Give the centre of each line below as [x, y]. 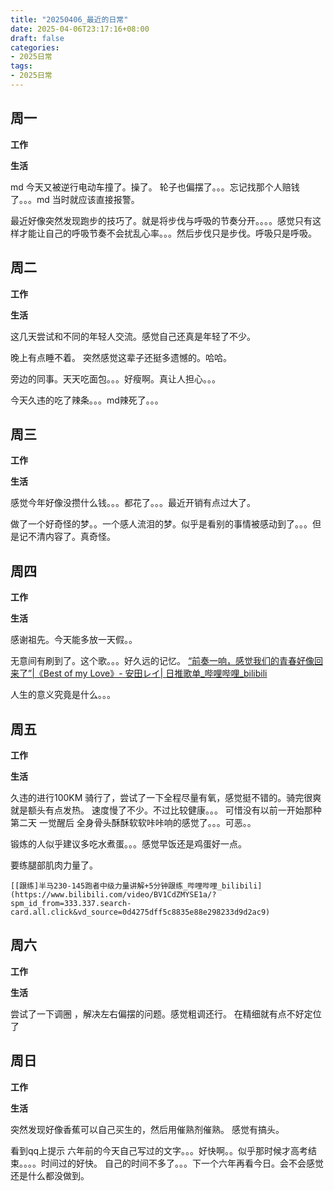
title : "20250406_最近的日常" [69, 19]
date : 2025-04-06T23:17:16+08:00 [80, 29]
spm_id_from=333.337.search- [71, 903]
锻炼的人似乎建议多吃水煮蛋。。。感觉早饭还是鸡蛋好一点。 [128, 843]
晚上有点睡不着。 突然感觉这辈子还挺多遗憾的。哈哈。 [121, 357]
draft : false [37, 38]
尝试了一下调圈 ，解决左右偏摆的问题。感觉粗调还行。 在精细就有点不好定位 [166, 1013]
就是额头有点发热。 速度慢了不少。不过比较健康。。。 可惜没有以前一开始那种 [166, 810]
